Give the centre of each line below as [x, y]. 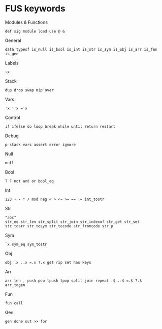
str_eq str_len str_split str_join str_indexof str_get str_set [72, 222]
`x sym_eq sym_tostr [26, 244]
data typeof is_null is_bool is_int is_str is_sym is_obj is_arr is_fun [81, 49]
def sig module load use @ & [35, 31]
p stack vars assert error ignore [41, 145]
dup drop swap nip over [30, 90]
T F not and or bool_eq [30, 181]
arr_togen [15, 285]
